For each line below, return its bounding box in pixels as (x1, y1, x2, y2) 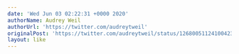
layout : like (7, 36, 46, 43)
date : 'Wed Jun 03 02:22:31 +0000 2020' (7, 10, 129, 18)
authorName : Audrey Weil (7, 17, 81, 24)
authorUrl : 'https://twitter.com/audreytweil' (7, 23, 148, 30)
